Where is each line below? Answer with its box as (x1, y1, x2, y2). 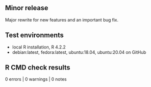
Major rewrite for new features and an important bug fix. (5, 17, 119, 22)
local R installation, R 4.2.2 (12, 44, 66, 50)
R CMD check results (5, 64, 71, 72)
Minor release (5, 4, 49, 12)
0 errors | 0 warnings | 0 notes (5, 76, 67, 82)
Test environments (5, 31, 64, 40)
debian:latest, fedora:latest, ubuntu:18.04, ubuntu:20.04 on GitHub (12, 49, 146, 55)
